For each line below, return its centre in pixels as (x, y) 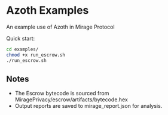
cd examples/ (22, 49)
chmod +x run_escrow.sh (36, 55)
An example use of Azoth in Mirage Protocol (60, 27)
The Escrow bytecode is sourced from (62, 94)
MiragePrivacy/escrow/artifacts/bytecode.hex (71, 100)
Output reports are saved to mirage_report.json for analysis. (88, 106)
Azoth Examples (48, 10)
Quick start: (20, 38)
